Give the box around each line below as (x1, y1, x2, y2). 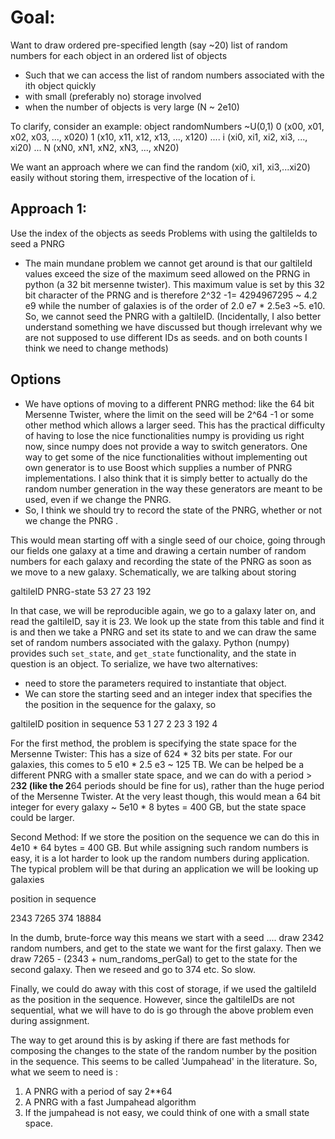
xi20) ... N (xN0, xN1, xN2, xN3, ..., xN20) (10, 141, 180, 153)
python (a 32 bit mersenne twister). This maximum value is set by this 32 (24, 278, 326, 290)
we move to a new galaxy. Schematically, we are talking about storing (10, 566, 297, 578)
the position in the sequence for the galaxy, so (24, 698, 217, 710)
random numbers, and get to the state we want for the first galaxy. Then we (10, 942, 322, 954)
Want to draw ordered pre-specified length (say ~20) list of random (10, 39, 288, 51)
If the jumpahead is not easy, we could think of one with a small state (24, 1106, 310, 1118)
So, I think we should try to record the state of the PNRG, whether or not (24, 504, 323, 516)
